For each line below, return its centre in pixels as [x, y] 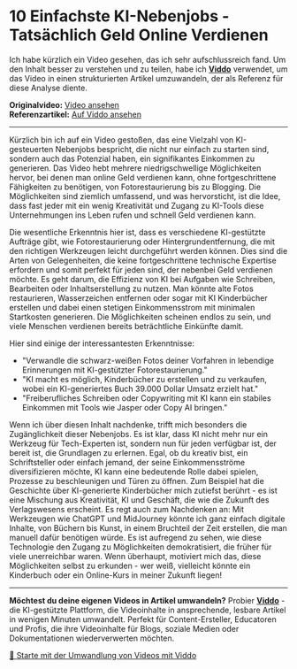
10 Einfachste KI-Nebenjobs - [119, 16]
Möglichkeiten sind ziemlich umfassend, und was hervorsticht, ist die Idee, [145, 196]
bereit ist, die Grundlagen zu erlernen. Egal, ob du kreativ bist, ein [129, 452]
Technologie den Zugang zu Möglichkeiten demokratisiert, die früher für [141, 547]
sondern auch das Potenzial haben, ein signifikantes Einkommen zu [132, 158]
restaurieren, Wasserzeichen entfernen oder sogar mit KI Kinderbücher [138, 297]
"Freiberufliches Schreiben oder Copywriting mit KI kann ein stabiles [146, 398]
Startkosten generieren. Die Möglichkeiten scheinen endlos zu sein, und [140, 317]
